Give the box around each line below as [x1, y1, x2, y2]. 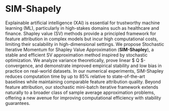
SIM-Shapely [5, 3, 62, 15]
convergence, [5, 63, 34, 69]
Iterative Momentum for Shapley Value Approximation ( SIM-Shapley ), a [5, 46, 154, 52]
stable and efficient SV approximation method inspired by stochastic [5, 51, 148, 58]
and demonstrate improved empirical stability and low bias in [35, 63, 162, 69]
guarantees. [5, 100, 30, 106]
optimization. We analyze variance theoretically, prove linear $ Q [5, 57, 140, 63]
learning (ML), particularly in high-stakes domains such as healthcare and [5, 25, 159, 31]
